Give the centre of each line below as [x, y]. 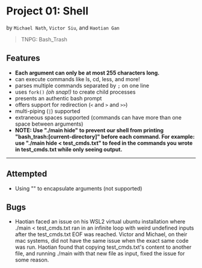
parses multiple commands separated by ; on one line [82, 85]
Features [23, 58]
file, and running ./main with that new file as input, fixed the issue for [100, 254]
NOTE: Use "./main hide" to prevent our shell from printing [89, 130]
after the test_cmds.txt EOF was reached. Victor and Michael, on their [101, 234]
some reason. [32, 260]
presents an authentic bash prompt [58, 98]
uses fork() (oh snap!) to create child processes [75, 92]
